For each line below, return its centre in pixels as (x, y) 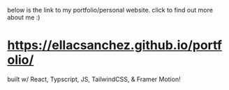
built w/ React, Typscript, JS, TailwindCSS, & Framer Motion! (94, 79)
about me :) (24, 17)
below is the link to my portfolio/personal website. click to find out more (110, 10)
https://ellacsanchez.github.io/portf (114, 45)
